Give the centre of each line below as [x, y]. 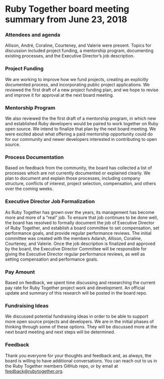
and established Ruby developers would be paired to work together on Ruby [82, 124]
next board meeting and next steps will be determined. [60, 332]
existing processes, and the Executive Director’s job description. [70, 56]
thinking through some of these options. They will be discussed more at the [81, 327]
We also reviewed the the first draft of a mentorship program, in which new [81, 118]
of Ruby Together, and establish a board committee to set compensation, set [82, 228]
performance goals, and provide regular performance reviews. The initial [78, 233]
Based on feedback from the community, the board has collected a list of [79, 168]
